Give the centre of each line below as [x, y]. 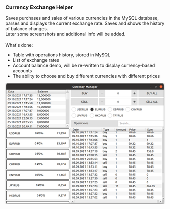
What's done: [19, 45]
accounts [22, 71]
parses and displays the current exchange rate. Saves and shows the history [85, 23]
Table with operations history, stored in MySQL [61, 55]
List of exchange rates [36, 60]
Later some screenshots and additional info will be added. [66, 34]
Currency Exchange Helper [39, 7]
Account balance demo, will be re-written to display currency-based [84, 66]
